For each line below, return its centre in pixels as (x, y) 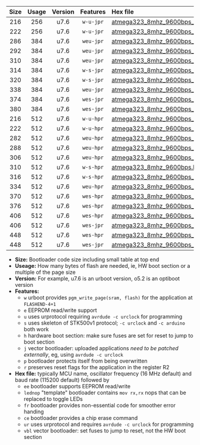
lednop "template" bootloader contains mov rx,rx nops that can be (105, 393)
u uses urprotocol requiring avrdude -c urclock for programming (103, 316)
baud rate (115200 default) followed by (62, 380)
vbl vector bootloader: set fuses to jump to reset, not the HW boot (105, 431)
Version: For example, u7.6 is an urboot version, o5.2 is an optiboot (97, 279)
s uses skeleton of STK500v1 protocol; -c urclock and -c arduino (104, 323)
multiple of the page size (45, 272)
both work (36, 329)
